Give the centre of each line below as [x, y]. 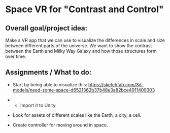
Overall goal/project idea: [46, 28]
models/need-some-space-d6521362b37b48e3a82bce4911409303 [84, 90]
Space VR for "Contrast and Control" [84, 9]
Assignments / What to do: [48, 72]
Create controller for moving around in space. [60, 125]
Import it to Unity [38, 105]
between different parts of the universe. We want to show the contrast [79, 46]
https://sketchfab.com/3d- [116, 84]
